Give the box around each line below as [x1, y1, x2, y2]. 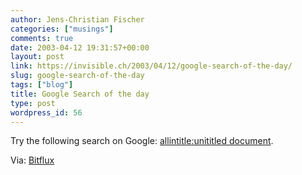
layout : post [10, 52, 65, 62]
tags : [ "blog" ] [10, 80, 74, 90]
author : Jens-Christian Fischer [10, 14, 145, 25]
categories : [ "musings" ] [10, 24, 114, 34]
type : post [10, 98, 56, 108]
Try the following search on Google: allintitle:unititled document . [10, 135, 274, 147]
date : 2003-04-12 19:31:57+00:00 [10, 42, 150, 53]
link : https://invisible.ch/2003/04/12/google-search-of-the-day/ [10, 61, 293, 71]
